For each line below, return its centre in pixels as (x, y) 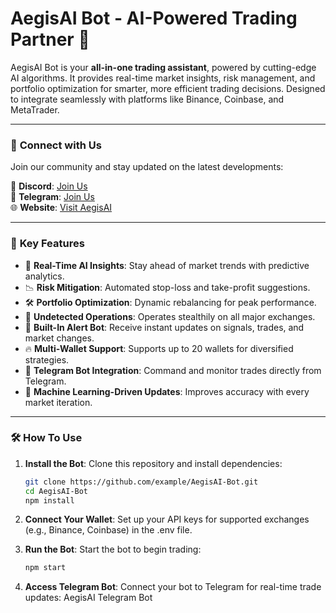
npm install (49, 500)
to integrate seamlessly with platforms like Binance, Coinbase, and (147, 99)
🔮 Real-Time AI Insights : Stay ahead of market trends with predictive (167, 265)
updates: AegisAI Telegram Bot (88, 598)
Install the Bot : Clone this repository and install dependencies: (153, 463)
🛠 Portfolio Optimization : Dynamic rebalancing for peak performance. (170, 302)
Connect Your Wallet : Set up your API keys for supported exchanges (167, 519)
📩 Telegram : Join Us (52, 197)
